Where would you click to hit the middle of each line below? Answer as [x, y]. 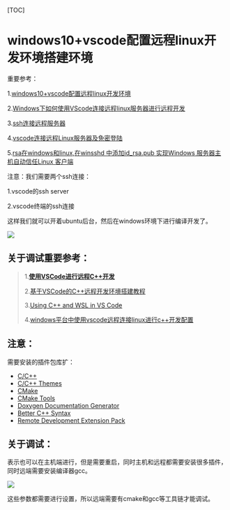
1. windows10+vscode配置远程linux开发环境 [69, 93]
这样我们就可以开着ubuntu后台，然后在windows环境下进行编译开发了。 [109, 221]
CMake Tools [36, 398]
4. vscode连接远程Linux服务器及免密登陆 [65, 138]
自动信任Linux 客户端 [43, 161]
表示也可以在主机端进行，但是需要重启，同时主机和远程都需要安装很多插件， [117, 462]
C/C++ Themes [40, 383]
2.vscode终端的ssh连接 [41, 206]
